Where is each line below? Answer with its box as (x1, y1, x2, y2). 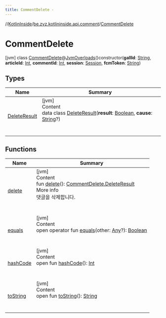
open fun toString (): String (36, 293, 97, 300)
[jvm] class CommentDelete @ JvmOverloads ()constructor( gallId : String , (5, 54, 152, 60)
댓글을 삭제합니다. (36, 194, 76, 201)
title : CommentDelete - (5, 7, 54, 12)
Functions (5, 145, 37, 154)
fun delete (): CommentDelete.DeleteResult (36, 180, 135, 187)
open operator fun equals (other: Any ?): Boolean (36, 227, 147, 234)
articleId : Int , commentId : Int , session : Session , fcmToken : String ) (5, 60, 141, 66)
